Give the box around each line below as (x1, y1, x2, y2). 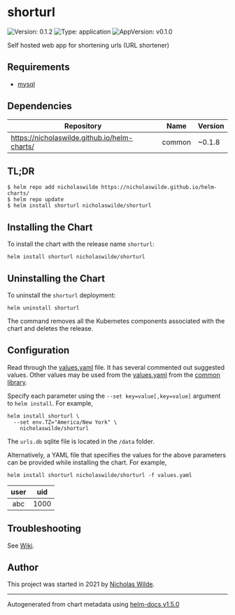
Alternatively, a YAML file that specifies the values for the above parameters (7, 450, 226, 459)
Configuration (7, 345, 70, 357)
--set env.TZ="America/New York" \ (13, 418, 117, 426)
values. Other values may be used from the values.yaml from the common (7, 371, 220, 379)
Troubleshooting (7, 523, 82, 534)
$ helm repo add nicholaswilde (7, 184, 99, 191)
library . (7, 378, 28, 386)
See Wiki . (7, 541, 35, 550)
